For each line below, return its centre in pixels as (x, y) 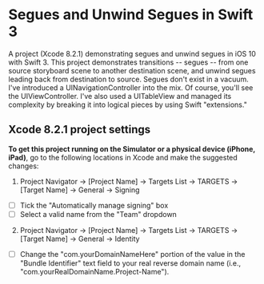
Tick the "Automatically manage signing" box (94, 205)
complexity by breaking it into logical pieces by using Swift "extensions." (128, 105)
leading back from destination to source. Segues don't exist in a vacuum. (129, 79)
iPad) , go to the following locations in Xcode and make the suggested (123, 157)
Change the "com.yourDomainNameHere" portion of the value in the (132, 254)
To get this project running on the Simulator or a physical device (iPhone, (132, 148)
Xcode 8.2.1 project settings (80, 130)
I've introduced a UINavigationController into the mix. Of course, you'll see (131, 87)
